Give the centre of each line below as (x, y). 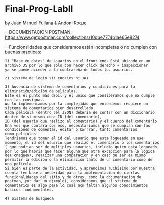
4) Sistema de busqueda (29, 198)
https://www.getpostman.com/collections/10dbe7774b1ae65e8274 (72, 37)
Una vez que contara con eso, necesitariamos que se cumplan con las (78, 125)
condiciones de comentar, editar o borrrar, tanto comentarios (71, 129)
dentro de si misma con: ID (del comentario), (54, 117)
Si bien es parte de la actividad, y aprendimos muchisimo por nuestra (80, 168)
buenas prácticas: (23, 52)
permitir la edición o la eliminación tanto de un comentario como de (79, 160)
